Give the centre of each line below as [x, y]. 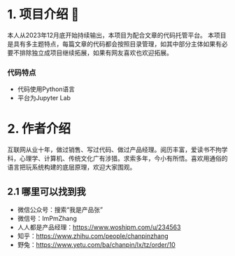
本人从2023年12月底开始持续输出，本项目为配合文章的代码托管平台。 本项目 [117, 35]
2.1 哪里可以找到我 [47, 191]
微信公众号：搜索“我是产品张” [60, 209]
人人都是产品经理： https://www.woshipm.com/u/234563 [99, 227]
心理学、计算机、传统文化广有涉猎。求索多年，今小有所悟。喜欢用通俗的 [123, 159]
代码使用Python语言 [46, 89]
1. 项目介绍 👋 [43, 14]
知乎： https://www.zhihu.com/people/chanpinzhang [93, 236]
